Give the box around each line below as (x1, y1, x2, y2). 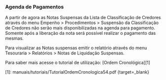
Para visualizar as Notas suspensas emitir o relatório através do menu (5, 45, 147, 51)
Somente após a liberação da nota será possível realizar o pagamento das (5, 30, 156, 36)
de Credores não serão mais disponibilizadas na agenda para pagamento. (5, 25, 156, 31)
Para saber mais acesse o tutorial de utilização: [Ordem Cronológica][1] (5, 60, 151, 66)
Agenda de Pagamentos (5, 3, 64, 10)
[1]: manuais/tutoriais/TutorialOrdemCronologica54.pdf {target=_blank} (5, 69, 150, 75)
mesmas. (5, 35, 24, 41)
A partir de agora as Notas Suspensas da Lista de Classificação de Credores (5, 15, 162, 21)
